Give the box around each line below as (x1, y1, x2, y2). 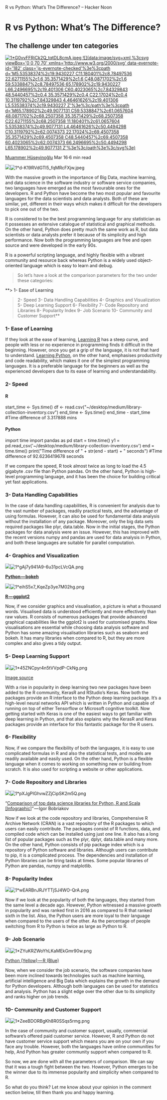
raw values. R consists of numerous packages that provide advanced (5, 614, 147, 620)
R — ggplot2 (5, 593, 30, 600)
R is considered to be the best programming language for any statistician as (5, 216, 161, 221)
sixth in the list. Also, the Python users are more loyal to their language (5, 913, 151, 919)
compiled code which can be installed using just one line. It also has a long (5, 831, 159, 837)
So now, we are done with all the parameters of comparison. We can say (5, 1059, 154, 1064)
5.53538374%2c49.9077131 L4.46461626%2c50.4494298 (5, 124, 127, 129)
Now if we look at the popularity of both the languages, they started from (5, 897, 156, 903)
